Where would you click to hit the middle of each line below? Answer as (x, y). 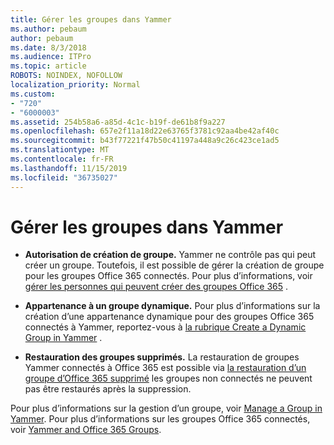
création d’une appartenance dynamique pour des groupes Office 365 (169, 317)
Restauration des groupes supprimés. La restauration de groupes (162, 357)
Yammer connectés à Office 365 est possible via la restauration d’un (165, 368)
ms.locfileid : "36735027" (64, 177)
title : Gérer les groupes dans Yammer (91, 19)
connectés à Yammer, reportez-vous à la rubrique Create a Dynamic (165, 327)
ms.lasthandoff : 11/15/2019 (69, 168)
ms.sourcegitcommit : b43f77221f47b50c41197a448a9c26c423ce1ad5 (145, 141)
